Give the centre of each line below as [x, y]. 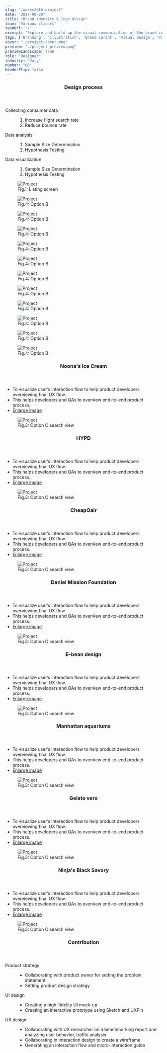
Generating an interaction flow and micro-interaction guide [85, 1045]
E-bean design [83, 654]
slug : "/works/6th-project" [34, 10]
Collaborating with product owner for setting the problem [83, 975]
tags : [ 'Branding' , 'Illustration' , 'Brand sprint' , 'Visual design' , [80, 38]
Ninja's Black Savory [83, 870]
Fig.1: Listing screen [38, 189]
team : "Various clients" [31, 24]
